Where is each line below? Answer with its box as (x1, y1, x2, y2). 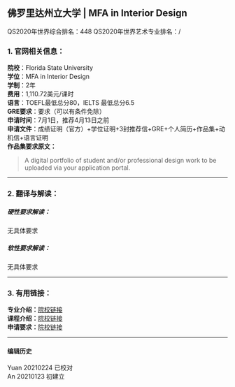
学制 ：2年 (7, 81, 36, 89)
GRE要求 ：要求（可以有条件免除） (7, 108, 106, 116)
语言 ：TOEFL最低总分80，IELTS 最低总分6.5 (7, 98, 135, 107)
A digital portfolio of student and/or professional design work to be (24, 156, 217, 165)
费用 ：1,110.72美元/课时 (7, 90, 74, 98)
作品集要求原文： (7, 143, 57, 151)
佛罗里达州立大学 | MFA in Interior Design (7, 7, 187, 20)
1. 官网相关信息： (7, 46, 65, 56)
